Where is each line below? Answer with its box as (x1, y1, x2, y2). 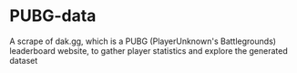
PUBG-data (9, 5, 97, 26)
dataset (9, 55, 38, 66)
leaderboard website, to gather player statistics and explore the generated (9, 45, 289, 56)
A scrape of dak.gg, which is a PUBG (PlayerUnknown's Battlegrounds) (9, 36, 276, 47)
